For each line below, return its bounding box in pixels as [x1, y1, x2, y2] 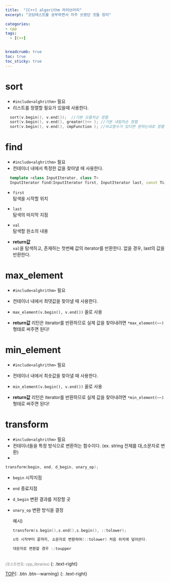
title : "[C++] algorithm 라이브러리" [5, 7, 82, 13]
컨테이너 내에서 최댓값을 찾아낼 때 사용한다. [12, 298, 98, 304]
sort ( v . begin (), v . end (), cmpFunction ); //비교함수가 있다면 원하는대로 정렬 [10, 124, 164, 129]
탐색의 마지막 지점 [12, 211, 48, 218]
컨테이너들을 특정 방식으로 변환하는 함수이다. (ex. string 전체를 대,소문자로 [12, 442, 160, 448]
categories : [5, 21, 30, 27]
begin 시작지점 [12, 474, 42, 481]
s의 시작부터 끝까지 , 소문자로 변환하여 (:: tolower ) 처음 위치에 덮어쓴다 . [12, 537, 148, 542]
